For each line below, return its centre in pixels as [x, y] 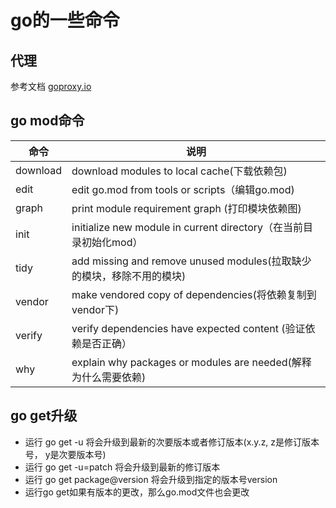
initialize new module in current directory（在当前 [187, 227]
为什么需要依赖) [109, 377]
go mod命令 [47, 121]
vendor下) [95, 309]
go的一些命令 [65, 20]
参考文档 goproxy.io [51, 86]
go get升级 [44, 416]
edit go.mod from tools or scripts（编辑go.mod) [183, 189]
